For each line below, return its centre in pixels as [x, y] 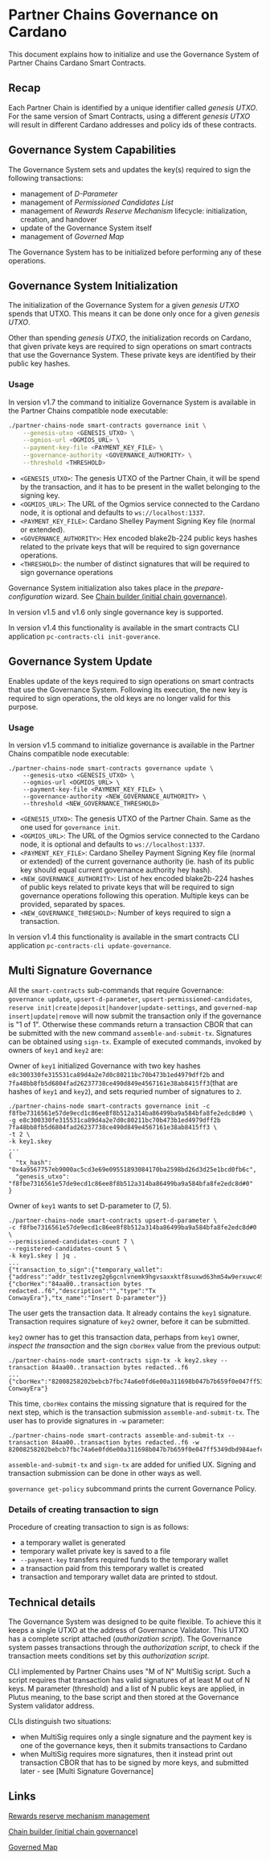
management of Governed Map [72, 236]
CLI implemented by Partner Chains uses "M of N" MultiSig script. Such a [130, 1671]
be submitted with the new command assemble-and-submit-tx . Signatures [130, 1033]
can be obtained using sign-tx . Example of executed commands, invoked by [135, 1042]
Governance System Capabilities [92, 150]
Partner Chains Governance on [113, 15]
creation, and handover [59, 219]
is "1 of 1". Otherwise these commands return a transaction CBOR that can [131, 1024]
